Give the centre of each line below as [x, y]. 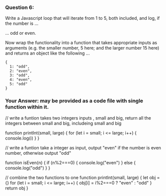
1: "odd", [20, 67]
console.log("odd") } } [28, 168]
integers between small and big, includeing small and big [63, 123]
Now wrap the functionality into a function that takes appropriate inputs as [81, 43]
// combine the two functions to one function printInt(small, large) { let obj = [83, 177]
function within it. [27, 107]
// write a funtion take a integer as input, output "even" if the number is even [83, 147]
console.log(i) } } [22, 138]
